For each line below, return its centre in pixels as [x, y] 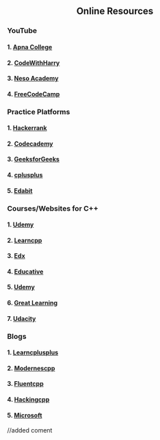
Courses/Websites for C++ [53, 208]
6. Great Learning [32, 303]
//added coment [30, 430]
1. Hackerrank [27, 128]
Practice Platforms [39, 112]
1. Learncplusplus [33, 352]
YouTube [22, 31]
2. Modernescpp [31, 368]
